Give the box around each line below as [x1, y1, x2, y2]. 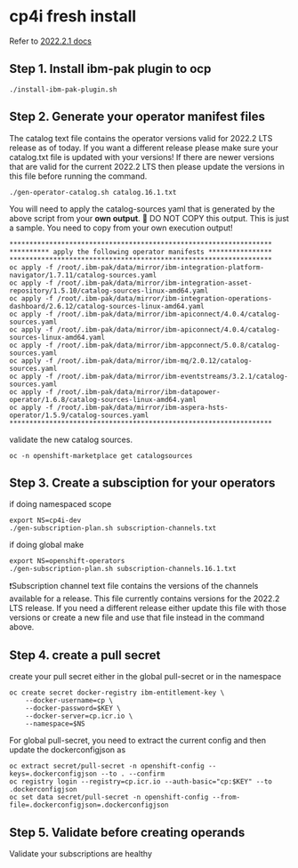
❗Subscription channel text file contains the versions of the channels [9, 581, 259, 591]
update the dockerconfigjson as [9, 744, 126, 755]
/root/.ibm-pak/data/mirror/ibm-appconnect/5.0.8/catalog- [56, 341, 280, 350]
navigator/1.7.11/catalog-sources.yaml [9, 270, 157, 279]
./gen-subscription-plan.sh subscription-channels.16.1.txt [9, 565, 238, 574]
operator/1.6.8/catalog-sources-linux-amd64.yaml [9, 395, 197, 404]
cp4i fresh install [9, 6, 137, 27]
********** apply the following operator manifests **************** [9, 247, 273, 256]
